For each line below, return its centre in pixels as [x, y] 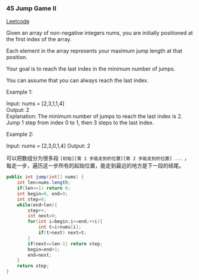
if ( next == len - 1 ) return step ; [65, 244]
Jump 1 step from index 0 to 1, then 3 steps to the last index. [80, 123]
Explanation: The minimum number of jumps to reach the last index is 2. [94, 116]
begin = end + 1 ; [44, 249]
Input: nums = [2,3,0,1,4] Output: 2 [48, 146]
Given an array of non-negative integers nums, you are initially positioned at [99, 33]
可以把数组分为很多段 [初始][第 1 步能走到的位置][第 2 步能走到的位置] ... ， [98, 158]
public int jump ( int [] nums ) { [45, 177]
